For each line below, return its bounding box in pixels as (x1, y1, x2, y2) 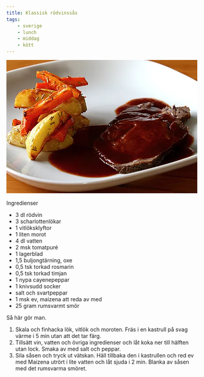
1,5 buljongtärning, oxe (15, 257, 73, 264)
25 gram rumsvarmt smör (15, 302, 79, 309)
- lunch (17, 29, 37, 35)
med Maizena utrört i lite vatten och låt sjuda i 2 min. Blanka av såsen (15, 358, 189, 365)
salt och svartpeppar (15, 289, 68, 296)
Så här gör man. (6, 314, 47, 321)
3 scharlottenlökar (15, 218, 62, 225)
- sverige (17, 23, 43, 29)
